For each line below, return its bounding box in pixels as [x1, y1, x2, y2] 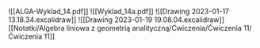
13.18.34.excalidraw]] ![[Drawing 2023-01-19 [8, 15, 153, 24]
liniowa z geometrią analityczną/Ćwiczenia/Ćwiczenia [66, 24, 242, 32]
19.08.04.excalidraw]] [154, 15, 224, 24]
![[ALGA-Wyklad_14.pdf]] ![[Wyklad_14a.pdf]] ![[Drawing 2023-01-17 [8, 7, 230, 16]
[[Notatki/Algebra [8, 24, 65, 32]
